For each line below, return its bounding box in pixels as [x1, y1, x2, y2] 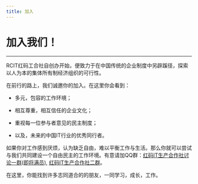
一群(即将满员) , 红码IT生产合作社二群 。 [11, 159, 105, 166]
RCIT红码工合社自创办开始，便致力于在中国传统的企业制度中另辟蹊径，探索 [6, 62, 189, 69]
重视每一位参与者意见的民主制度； [14, 119, 98, 126]
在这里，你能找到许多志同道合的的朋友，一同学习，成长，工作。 [6, 171, 161, 178]
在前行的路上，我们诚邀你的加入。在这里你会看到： [6, 82, 130, 89]
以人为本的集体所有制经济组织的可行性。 [6, 69, 104, 76]
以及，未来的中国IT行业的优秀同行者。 [14, 132, 108, 139]
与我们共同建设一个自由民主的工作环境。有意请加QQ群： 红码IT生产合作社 [6, 151, 184, 159]
